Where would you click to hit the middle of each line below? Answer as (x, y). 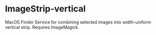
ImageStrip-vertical (45, 9)
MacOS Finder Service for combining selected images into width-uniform (78, 22)
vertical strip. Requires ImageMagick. (42, 27)
